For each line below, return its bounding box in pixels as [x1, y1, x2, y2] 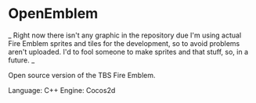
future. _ [8, 55, 35, 65]
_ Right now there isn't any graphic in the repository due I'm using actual [8, 30, 242, 40]
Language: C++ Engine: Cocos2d [8, 85, 116, 94]
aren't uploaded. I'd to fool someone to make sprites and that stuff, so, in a [8, 47, 249, 56]
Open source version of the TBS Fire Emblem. [8, 70, 156, 80]
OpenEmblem [8, 5, 99, 23]
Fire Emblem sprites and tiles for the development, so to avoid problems [8, 38, 240, 48]
